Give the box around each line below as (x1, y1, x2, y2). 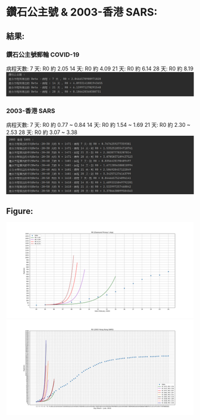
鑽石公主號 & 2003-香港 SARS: (6, 5, 158, 19)
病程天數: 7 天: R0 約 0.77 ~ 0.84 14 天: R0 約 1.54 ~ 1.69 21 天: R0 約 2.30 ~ (6, 122, 190, 129)
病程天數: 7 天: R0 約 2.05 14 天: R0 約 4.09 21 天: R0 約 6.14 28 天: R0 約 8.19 (6, 65, 193, 72)
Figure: (6, 206, 33, 216)
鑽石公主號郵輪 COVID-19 (6, 50, 80, 58)
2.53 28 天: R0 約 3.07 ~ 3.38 (6, 129, 78, 136)
